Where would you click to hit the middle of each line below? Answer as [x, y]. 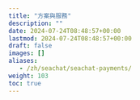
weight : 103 [28, 76]
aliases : [23, 61]
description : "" [36, 23]
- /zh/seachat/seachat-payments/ [75, 69]
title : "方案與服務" [40, 16]
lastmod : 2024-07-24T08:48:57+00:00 [70, 38]
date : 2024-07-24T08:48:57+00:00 [65, 31]
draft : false [30, 46]
